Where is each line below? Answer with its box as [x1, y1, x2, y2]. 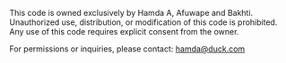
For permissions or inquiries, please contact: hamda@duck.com [9, 43, 246, 54]
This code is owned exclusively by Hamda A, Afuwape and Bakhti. [9, 8, 254, 18]
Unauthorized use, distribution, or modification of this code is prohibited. [9, 17, 278, 28]
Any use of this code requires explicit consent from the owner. [9, 27, 239, 36]
